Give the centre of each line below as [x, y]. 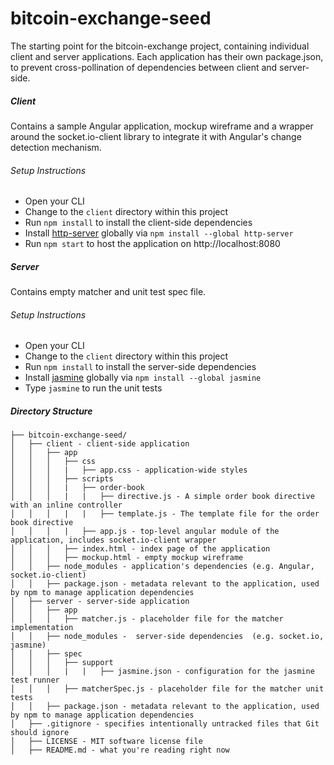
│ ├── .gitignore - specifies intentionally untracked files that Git [165, 724]
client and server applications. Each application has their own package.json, [167, 56]
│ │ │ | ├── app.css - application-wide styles [129, 470]
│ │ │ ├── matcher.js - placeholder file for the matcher [147, 619]
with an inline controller [66, 505]
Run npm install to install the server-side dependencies [140, 367]
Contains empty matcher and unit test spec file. [108, 292]
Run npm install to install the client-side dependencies [138, 223]
